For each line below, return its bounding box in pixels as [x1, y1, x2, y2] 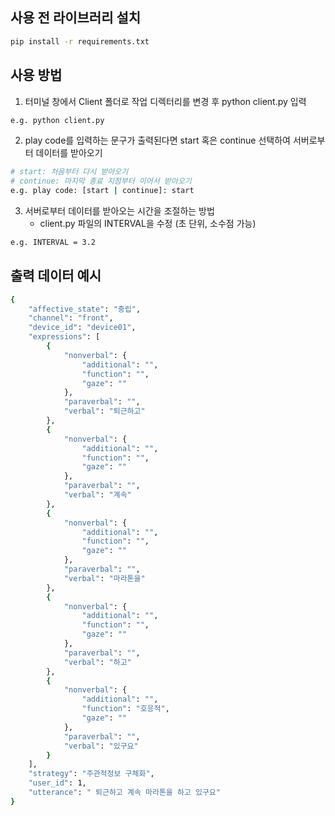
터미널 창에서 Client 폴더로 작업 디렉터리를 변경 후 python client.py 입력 [24, 95, 307, 107]
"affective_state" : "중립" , [28, 304, 142, 314]
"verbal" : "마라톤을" [63, 573, 146, 583]
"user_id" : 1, [28, 778, 87, 788]
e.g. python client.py [10, 115, 105, 125]
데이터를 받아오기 [35, 147, 103, 159]
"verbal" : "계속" [63, 490, 132, 500]
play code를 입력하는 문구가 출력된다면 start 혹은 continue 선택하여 [24, 134, 291, 147]
